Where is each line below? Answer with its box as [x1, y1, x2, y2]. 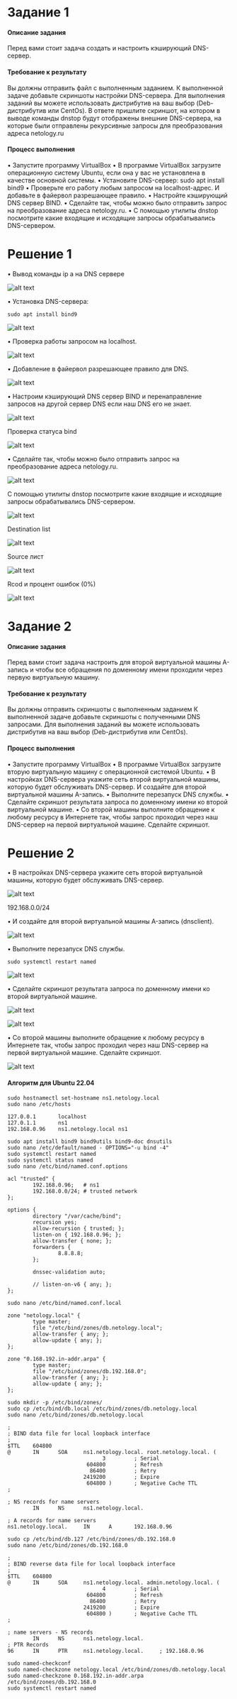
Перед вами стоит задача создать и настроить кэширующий [7, 44, 192, 53]
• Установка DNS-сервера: [7, 297, 89, 305]
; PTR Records [7, 1641, 50, 1648]
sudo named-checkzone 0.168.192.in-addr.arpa [7, 1672, 144, 1679]
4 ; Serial [102, 1585, 160, 1593]
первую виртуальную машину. [7, 673, 100, 682]
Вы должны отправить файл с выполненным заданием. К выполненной [7, 83, 224, 92]
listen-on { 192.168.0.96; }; [33, 1231, 122, 1238]
